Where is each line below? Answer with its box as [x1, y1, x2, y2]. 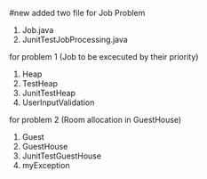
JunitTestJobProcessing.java [21, 35, 129, 45]
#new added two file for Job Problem [9, 8, 146, 18]
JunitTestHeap [21, 88, 76, 98]
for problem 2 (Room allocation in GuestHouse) [9, 115, 182, 125]
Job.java [21, 25, 54, 35]
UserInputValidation [21, 97, 95, 108]
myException [21, 160, 70, 170]
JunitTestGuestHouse [21, 151, 102, 161]
